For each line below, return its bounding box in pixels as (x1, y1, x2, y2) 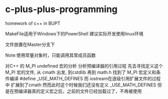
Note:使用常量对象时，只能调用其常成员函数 (5, 52, 96, 58)
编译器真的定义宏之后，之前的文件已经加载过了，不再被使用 (18, 88, 142, 94)
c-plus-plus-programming (5, 4, 118, 15)
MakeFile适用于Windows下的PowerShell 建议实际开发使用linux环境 (5, 30, 144, 36)
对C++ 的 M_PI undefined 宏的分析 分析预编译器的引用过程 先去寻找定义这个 (5, 63, 163, 69)
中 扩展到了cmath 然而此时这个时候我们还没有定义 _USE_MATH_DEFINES (5, 82, 156, 88)
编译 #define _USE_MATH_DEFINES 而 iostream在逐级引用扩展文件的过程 (9, 75, 161, 81)
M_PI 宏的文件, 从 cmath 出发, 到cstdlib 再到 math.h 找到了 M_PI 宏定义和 (5, 69, 156, 75)
